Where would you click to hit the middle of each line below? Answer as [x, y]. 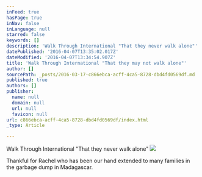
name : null [26, 97]
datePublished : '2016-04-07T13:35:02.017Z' [63, 52]
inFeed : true [23, 12]
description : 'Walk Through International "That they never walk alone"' [102, 46]
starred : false [26, 35]
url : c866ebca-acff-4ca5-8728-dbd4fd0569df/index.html [78, 120]
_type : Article [26, 126]
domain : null [28, 103]
